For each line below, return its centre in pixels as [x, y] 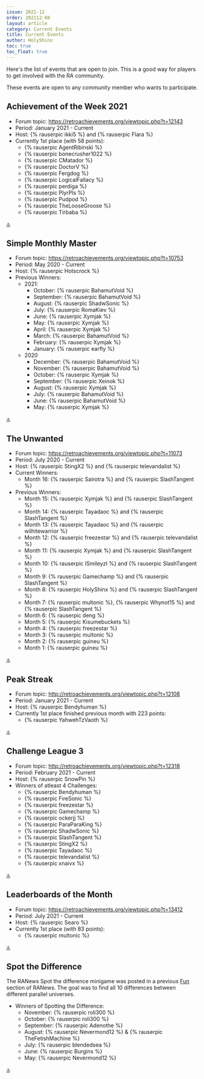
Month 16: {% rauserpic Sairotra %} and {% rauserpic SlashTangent [109, 479]
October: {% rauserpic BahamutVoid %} [83, 290]
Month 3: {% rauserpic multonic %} [69, 635]
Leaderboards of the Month [59, 895]
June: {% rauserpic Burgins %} [63, 1052]
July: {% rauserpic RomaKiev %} [74, 310]
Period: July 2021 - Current [49, 915]
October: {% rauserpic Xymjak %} [76, 375]
